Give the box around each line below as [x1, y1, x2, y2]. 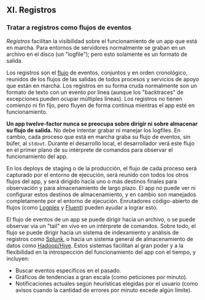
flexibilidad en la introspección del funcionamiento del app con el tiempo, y [6, 248, 196, 256]
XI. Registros [6, 5, 56, 15]
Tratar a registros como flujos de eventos [6, 23, 132, 32]
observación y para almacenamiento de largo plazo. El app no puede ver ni [6, 184, 196, 191]
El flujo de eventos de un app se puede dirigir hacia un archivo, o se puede [6, 215, 196, 223]
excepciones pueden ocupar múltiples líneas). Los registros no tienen [6, 95, 183, 102]
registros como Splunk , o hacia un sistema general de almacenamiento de [6, 235, 193, 242]
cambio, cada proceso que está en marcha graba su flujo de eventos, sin [6, 133, 191, 140]
